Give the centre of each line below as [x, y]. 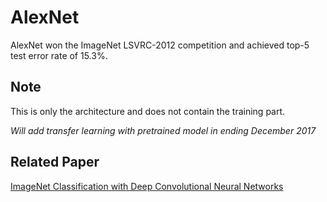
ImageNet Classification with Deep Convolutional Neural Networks [147, 186]
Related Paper [55, 162]
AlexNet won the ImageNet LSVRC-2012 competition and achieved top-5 [160, 45]
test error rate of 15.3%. [59, 55]
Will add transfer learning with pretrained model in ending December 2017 [163, 130]
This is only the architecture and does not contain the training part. [148, 111]
